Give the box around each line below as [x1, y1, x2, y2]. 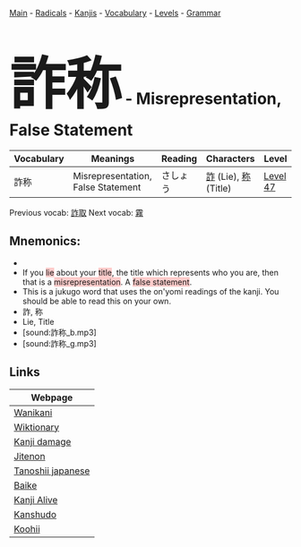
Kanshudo [13, 508, 56, 520]
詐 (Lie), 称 [205, 170, 251, 183]
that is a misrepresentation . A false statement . [21, 277, 193, 287]
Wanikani [13, 406, 53, 419]
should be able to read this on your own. [21, 295, 172, 306]
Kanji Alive [13, 493, 58, 506]
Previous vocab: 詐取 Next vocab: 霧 [9, 207, 143, 218]
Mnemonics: [9, 234, 82, 249]
